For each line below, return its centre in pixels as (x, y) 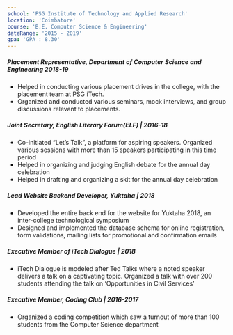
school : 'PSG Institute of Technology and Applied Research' (98, 14)
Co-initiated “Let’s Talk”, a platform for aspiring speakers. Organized (115, 143)
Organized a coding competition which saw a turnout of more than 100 (118, 317)
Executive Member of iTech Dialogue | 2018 (71, 251)
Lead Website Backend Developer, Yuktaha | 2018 (81, 195)
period (27, 157)
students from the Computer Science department (88, 324)
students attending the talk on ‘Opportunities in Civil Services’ (106, 283)
